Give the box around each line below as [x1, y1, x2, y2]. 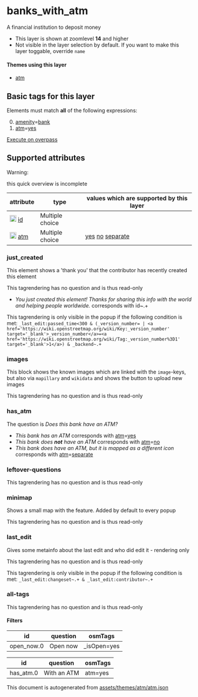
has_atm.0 [9, 669, 39, 677]
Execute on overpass [6, 136, 58, 143]
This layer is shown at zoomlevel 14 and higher [15, 35, 129, 42]
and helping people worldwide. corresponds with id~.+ [15, 302, 149, 309]
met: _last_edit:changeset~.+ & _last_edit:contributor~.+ [6, 576, 153, 583]
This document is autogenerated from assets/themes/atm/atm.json [6, 684, 169, 691]
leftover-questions [6, 465, 61, 474]
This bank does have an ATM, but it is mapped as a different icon [15, 444, 174, 451]
